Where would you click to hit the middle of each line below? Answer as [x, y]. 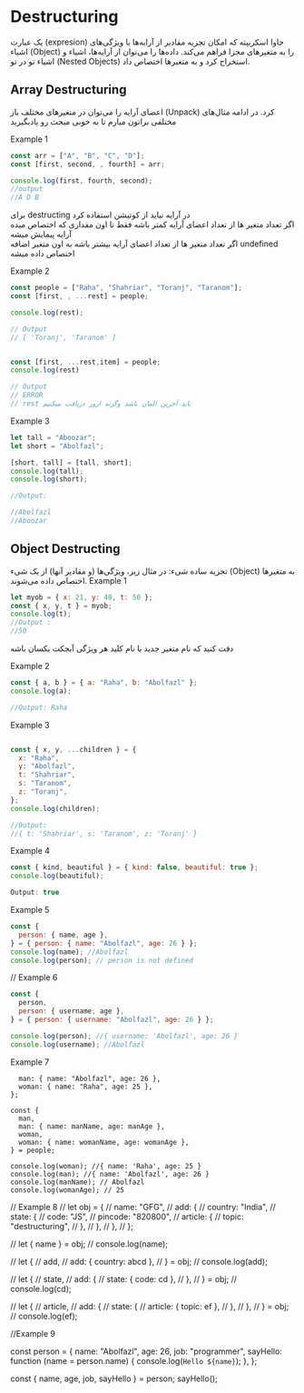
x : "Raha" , [39, 758]
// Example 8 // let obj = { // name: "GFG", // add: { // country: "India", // [143, 1207]
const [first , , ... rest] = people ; [79, 296]
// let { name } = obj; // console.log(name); [89, 1244]
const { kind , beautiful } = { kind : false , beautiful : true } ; [134, 867]
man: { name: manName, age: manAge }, [92, 1126]
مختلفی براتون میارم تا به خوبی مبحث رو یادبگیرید [93, 121]
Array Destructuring [69, 90]
